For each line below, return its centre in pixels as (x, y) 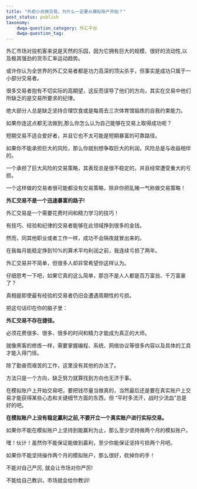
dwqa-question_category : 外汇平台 (57, 28)
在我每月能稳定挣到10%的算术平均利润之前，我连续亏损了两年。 (83, 250)
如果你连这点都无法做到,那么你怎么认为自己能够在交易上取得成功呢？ (89, 123)
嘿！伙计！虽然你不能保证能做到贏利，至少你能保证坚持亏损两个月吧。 (91, 443)
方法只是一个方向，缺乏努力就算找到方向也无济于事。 (70, 378)
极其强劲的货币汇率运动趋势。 (47, 58)
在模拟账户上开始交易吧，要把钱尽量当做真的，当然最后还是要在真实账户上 (96, 391)
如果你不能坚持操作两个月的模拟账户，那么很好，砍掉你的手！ (81, 455)
